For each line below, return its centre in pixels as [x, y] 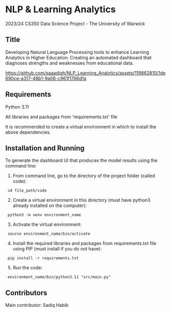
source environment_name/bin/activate [49, 234]
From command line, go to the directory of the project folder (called [84, 176]
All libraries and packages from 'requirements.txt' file [61, 117]
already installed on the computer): [50, 205]
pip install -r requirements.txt [43, 258]
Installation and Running [45, 148]
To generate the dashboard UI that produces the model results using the [81, 160]
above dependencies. [28, 132]
